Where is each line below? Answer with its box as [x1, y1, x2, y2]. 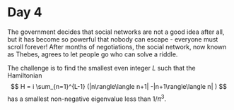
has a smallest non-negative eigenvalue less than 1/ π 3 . [7, 93, 167, 103]
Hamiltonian [7, 71, 42, 80]
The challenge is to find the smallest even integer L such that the [7, 63, 196, 72]
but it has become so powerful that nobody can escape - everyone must [7, 35, 218, 43]
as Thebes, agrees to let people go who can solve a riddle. [7, 50, 178, 59]
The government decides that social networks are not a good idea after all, [7, 28, 225, 36]
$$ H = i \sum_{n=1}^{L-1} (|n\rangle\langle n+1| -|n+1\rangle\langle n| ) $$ [10, 82, 228, 90]
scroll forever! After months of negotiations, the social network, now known [7, 42, 227, 51]
